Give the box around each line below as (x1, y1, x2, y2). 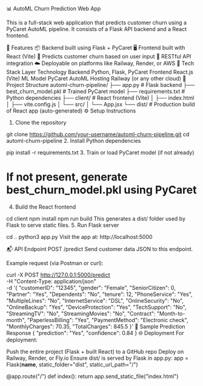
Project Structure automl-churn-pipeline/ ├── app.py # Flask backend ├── (6, 81, 195, 88)
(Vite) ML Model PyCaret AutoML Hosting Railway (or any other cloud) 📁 (6, 75, 187, 82)
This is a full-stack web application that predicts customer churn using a (6, 19, 187, 26)
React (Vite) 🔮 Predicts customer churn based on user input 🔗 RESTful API (6, 53, 191, 60)
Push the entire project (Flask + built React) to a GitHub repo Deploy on (6, 348, 184, 355)
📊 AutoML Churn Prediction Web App (6, 5, 101, 12)
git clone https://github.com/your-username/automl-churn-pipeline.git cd (6, 131, 190, 138)
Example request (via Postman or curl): (6, 259, 104, 266)
